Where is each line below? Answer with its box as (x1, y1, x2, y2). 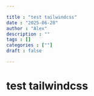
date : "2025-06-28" (6, 19, 59, 26)
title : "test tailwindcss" (6, 14, 78, 20)
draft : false (6, 48, 42, 54)
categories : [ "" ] (6, 42, 53, 48)
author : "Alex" (6, 25, 47, 31)
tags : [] (6, 37, 32, 43)
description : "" (6, 31, 50, 37)
